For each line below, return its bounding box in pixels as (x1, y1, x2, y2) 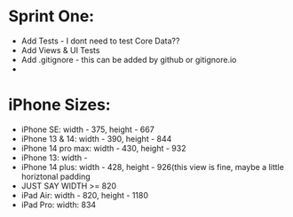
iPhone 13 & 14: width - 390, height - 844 (20, 133, 172, 143)
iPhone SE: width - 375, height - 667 (20, 124, 154, 135)
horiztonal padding (20, 171, 91, 182)
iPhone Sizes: (8, 95, 112, 115)
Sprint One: (8, 6, 95, 27)
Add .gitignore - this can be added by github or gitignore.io (20, 54, 237, 65)
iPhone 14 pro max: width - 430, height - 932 (20, 143, 186, 153)
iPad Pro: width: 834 (20, 199, 97, 210)
